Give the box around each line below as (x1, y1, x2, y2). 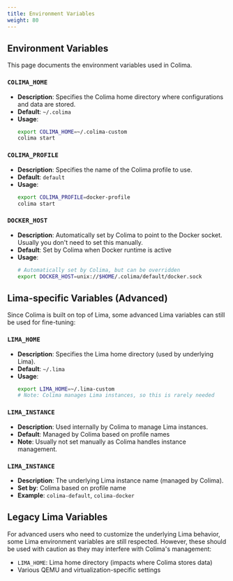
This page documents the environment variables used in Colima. (7, 61, 193, 70)
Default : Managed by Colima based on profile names (17, 430, 170, 438)
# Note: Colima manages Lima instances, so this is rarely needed (17, 392, 215, 399)
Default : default (17, 172, 65, 181)
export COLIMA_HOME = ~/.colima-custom (17, 128, 128, 135)
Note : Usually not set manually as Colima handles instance (17, 437, 186, 446)
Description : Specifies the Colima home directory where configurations (17, 92, 224, 101)
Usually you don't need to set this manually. (17, 238, 143, 246)
